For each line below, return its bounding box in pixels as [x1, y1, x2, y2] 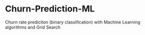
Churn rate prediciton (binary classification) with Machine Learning [5, 19, 141, 25]
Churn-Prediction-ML [5, 3, 95, 14]
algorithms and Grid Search [5, 24, 61, 30]
